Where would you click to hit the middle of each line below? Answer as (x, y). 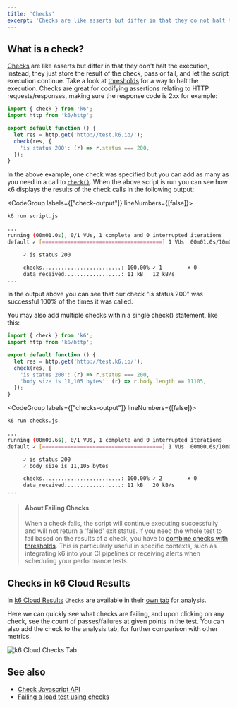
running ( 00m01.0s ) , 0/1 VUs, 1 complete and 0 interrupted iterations (115, 236)
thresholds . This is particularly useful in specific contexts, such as (121, 546)
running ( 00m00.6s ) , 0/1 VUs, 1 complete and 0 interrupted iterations (115, 440)
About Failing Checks (57, 508)
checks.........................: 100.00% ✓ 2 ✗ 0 (110, 479)
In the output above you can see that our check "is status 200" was (105, 294)
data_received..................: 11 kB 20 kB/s (99, 485)
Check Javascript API (49, 689)
